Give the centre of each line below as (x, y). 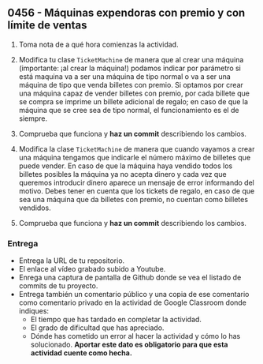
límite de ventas (47, 26)
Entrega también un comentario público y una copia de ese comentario (134, 295)
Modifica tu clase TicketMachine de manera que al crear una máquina (131, 59)
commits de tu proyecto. (58, 286)
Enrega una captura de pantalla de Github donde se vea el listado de (130, 278)
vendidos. (35, 208)
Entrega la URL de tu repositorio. (72, 261)
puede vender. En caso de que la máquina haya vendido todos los (126, 166)
